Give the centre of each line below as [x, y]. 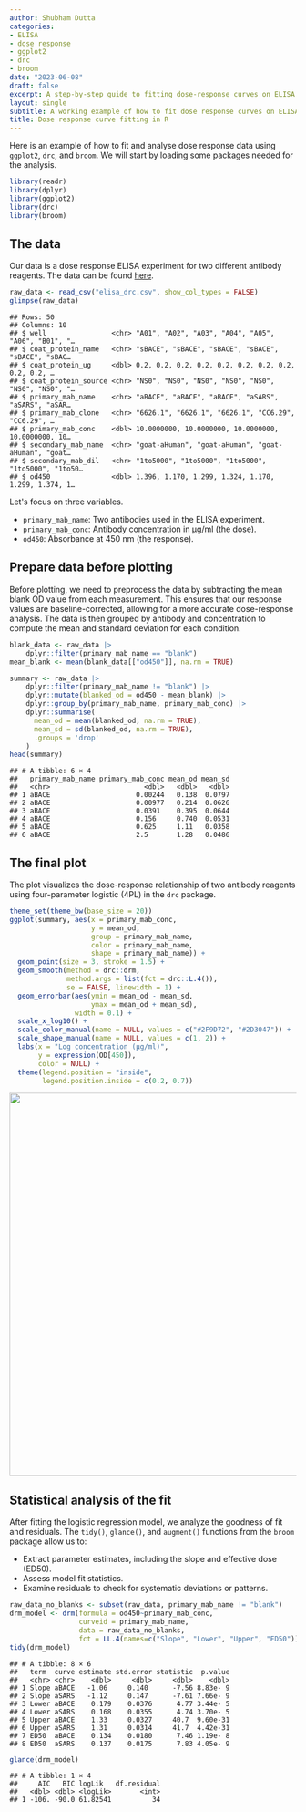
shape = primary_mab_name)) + [148, 954]
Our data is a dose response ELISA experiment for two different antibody [146, 266]
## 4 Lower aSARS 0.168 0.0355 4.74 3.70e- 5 [120, 1712]
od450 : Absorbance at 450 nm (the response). [108, 539]
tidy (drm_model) [40, 1647]
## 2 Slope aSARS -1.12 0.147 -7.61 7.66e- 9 [120, 1696]
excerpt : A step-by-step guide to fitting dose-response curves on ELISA [153, 94]
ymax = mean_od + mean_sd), [144, 1004]
